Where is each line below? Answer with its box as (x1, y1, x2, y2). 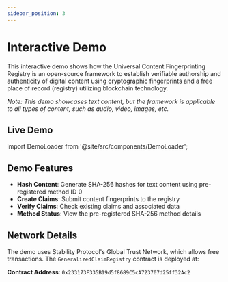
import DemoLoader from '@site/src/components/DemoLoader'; (7, 142, 188, 151)
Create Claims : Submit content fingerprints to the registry (16, 195, 180, 203)
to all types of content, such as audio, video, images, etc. (7, 104, 169, 113)
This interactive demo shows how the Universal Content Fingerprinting (7, 62, 206, 70)
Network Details (7, 229, 77, 241)
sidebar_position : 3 (7, 10, 66, 17)
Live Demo (7, 124, 53, 136)
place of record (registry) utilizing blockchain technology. (7, 84, 169, 92)
